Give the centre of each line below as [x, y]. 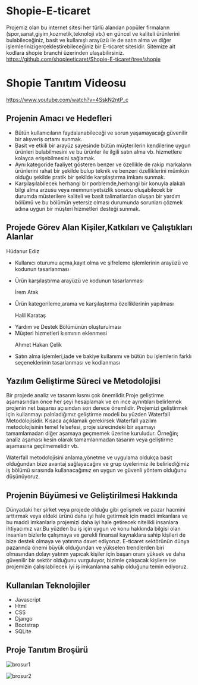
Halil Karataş [30, 315]
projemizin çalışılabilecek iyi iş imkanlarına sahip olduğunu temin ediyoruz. [97, 566]
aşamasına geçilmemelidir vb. [43, 446]
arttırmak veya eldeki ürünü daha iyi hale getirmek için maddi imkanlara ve [97, 516]
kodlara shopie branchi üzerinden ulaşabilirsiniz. [65, 52]
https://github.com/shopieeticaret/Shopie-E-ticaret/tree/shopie [84, 59]
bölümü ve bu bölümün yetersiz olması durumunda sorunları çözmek [99, 202]
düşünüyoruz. [23, 477]
